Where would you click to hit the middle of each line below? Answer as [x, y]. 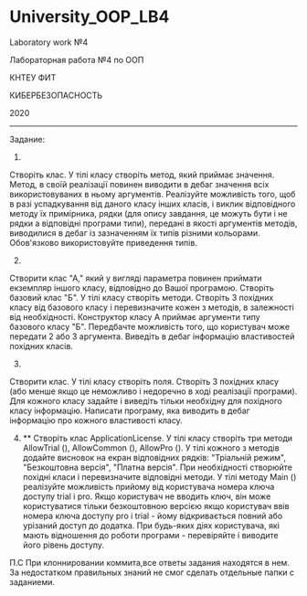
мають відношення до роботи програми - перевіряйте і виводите [150, 535]
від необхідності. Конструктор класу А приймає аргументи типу [135, 316]
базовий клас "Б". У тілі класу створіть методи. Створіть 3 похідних [142, 297]
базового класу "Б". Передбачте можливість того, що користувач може [150, 326]
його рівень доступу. [64, 545]
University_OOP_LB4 [90, 17]
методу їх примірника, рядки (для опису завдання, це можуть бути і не [148, 213]
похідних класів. [41, 346]
